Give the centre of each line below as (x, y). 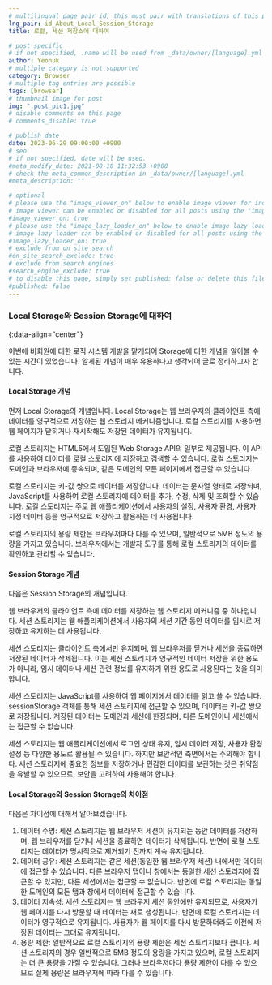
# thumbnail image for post (56, 98)
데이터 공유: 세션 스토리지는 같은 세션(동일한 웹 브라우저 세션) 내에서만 (130, 862)
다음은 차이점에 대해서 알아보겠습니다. (68, 814)
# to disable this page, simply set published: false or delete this (128, 278)
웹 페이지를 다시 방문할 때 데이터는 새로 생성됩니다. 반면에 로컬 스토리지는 (136, 912)
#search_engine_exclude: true (59, 271)
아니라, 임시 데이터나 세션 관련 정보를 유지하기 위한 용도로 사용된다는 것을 (132, 669)
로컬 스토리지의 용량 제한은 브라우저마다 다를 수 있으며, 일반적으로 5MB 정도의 (132, 533)
